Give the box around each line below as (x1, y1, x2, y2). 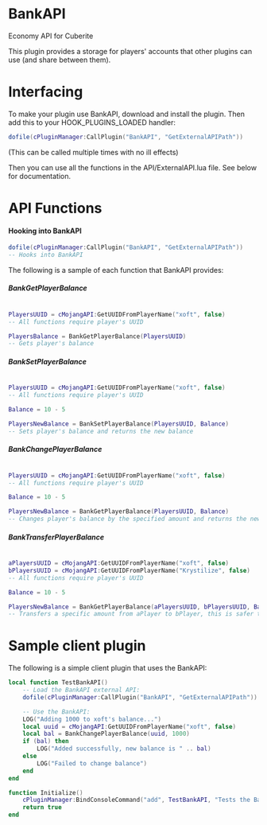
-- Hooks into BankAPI (8, 251, 83, 259)
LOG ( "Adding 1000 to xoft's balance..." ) (22, 715, 161, 723)
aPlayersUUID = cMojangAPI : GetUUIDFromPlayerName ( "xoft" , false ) (8, 559, 229, 567)
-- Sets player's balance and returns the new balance (8, 427, 194, 435)
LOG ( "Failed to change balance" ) (37, 759, 148, 768)
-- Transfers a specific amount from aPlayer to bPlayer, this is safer (8, 610, 254, 618)
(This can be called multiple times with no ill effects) (8, 147, 179, 157)
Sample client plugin (8, 637, 146, 655)
